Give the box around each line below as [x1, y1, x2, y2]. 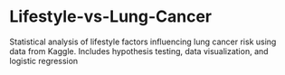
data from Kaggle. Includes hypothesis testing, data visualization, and [9, 45, 269, 56]
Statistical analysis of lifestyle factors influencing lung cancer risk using [9, 36, 277, 47]
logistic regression [9, 55, 79, 66]
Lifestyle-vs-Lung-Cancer [9, 6, 213, 27]
